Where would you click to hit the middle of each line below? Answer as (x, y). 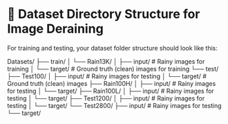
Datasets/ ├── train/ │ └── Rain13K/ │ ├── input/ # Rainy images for (106, 61)
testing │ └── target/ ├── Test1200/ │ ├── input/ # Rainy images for (106, 98)
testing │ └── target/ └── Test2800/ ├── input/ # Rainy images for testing (115, 105)
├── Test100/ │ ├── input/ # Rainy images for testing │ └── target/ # (107, 76)
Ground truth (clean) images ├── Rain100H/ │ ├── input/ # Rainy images (112, 83)
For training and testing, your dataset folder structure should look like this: (112, 48)
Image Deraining (55, 29)
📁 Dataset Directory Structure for (104, 14)
